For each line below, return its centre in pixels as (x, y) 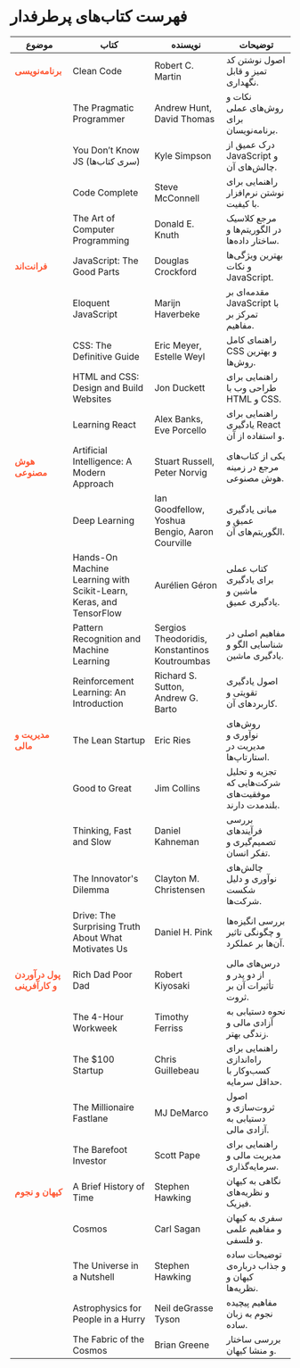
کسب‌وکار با (248, 1070)
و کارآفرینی (36, 985)
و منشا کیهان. (251, 1350)
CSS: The (92, 345)
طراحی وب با (251, 387)
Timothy (172, 1016)
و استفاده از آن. (255, 435)
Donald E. (174, 223)
